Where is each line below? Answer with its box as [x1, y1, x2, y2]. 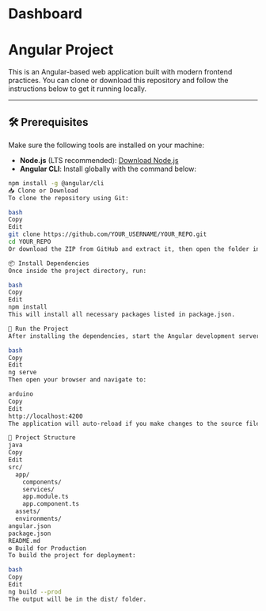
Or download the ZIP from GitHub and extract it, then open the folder [8, 245, 249, 253]
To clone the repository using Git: [8, 194, 129, 202]
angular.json [8, 522, 51, 530]
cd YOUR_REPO [8, 238, 51, 246]
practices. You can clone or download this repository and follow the [8, 76, 229, 85]
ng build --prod [8, 587, 62, 596]
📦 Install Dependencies [8, 259, 89, 268]
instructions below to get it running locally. [8, 84, 146, 93]
